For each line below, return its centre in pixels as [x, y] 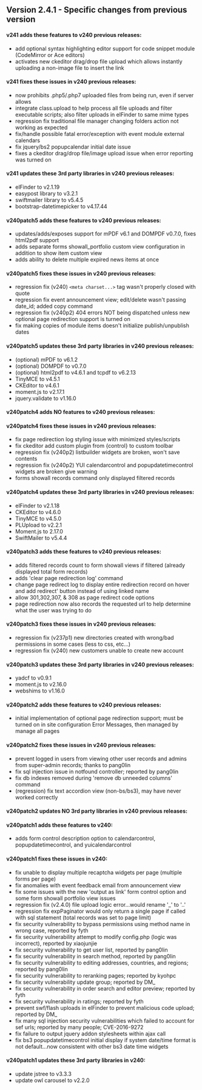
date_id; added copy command [54, 306]
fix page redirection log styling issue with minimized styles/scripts [98, 439]
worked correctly [36, 797]
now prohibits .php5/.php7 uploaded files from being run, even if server [104, 95]
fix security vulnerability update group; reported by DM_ [85, 982]
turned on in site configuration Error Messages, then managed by [97, 725]
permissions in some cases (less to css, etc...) [73, 644]
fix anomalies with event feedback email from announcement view [98, 885]
